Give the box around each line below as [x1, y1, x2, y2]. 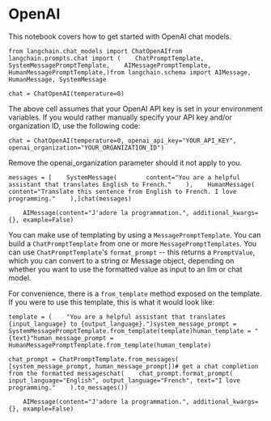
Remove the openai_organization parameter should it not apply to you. [8, 158, 243, 167]
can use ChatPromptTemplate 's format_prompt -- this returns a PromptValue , [8, 247, 256, 257]
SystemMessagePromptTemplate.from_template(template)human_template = [8, 326, 252, 335]
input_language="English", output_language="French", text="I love [8, 377, 241, 385]
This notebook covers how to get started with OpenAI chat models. [8, 32, 232, 41]
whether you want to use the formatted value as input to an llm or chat [8, 264, 243, 274]
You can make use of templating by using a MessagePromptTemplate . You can [8, 229, 261, 239]
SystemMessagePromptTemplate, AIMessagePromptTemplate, [8, 61, 212, 69]
